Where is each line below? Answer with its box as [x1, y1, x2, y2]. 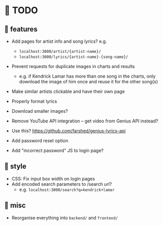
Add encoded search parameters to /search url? [11, 181, 112, 187]
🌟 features [4, 25, 38, 34]
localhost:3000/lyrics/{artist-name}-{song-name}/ [19, 54, 129, 59]
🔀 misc [4, 201, 26, 210]
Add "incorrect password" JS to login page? [11, 147, 104, 153]
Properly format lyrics [11, 99, 57, 104]
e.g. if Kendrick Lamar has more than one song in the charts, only [19, 73, 156, 79]
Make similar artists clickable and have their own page [11, 88, 125, 94]
